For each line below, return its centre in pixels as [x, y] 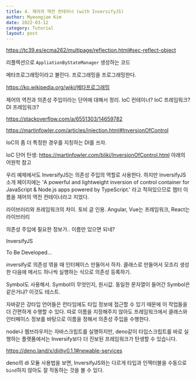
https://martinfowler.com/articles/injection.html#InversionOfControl [87, 131]
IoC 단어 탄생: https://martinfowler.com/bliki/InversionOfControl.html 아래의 [96, 155]
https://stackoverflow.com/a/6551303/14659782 [65, 119]
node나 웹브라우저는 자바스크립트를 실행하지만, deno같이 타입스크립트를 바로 [94, 332]
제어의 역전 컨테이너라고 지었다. [53, 197]
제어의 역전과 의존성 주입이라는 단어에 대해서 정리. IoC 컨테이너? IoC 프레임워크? [98, 100]
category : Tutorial [30, 28]
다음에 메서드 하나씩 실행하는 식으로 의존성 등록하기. [72, 272]
